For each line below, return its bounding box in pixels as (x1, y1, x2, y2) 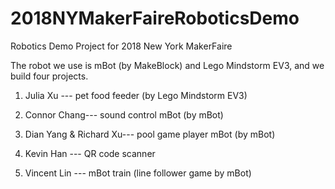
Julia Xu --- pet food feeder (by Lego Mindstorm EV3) (24, 89, 248, 101)
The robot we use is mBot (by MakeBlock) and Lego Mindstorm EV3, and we (10, 59, 325, 71)
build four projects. (10, 70, 89, 82)
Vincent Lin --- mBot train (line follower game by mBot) (24, 167, 252, 179)
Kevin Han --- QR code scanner (24, 147, 156, 159)
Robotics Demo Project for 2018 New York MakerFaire (10, 40, 233, 52)
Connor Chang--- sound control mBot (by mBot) (24, 108, 224, 121)
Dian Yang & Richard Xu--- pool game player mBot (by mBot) (24, 128, 276, 140)
